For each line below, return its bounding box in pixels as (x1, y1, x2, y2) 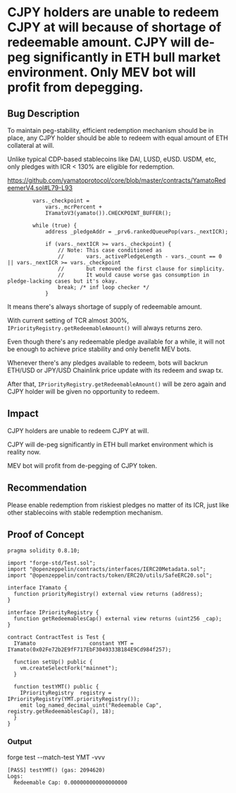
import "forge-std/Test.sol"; (7, 560, 97, 567)
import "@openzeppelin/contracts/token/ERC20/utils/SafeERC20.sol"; (7, 572, 213, 580)
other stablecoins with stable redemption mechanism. (7, 508, 163, 517)
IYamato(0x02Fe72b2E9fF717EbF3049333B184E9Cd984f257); (7, 646, 172, 654)
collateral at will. (7, 141, 55, 149)
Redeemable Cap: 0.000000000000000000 (13, 779, 128, 786)
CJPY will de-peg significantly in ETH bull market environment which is (7, 440, 213, 449)
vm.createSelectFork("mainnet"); (20, 665, 118, 672)
